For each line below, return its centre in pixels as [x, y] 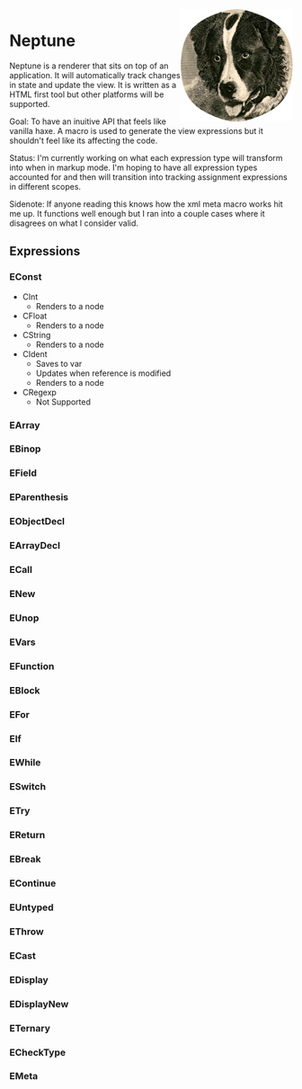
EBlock [25, 690]
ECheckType [37, 1052]
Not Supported [63, 402]
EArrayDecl [35, 546]
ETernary [30, 1028]
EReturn [27, 835]
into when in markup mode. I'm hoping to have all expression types [133, 167]
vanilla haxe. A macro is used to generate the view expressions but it [136, 130]
